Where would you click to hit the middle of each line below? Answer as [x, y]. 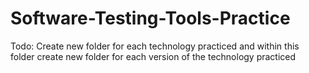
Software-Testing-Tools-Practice [150, 18]
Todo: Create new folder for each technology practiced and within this [155, 46]
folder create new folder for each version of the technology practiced [153, 56]
